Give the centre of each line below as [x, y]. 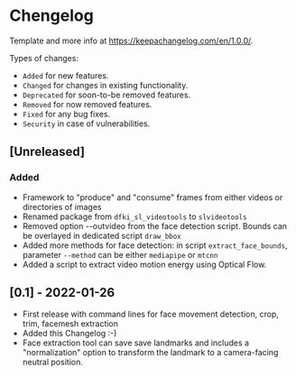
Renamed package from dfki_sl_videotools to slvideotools [134, 216]
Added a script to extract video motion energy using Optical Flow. [144, 264]
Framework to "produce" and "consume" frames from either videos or [153, 197]
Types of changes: [44, 58]
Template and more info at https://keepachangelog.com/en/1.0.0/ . [131, 41]
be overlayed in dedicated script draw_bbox [102, 235]
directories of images [62, 206]
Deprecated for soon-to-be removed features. [106, 95]
